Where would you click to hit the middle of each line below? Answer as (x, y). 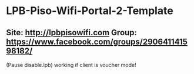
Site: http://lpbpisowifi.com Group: (71, 33)
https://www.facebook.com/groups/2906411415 (97, 41)
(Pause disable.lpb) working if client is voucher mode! (71, 65)
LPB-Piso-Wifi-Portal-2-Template (90, 11)
